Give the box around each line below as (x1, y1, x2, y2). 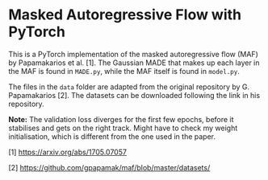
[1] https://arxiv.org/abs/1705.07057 (8, 147, 128, 157)
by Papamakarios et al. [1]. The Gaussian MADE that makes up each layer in (8, 58, 260, 67)
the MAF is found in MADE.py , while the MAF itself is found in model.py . (8, 66, 240, 76)
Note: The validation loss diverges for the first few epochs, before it (8, 114, 234, 124)
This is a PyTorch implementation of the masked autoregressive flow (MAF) (8, 49, 258, 59)
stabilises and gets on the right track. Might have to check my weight (8, 123, 238, 133)
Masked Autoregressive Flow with (8, 6, 242, 24)
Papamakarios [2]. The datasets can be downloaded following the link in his (8, 90, 261, 100)
